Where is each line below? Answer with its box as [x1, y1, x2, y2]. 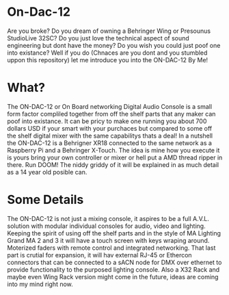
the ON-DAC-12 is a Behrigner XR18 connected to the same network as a [7, 138, 212, 147]
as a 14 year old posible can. [7, 168, 87, 176]
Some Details [7, 192, 84, 207]
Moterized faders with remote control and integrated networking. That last [7, 244, 216, 252]
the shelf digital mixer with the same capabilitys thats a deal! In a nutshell [7, 131, 213, 140]
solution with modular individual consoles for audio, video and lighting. [7, 222, 206, 230]
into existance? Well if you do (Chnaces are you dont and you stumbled [7, 49, 208, 57]
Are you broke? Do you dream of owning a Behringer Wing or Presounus [7, 27, 211, 35]
